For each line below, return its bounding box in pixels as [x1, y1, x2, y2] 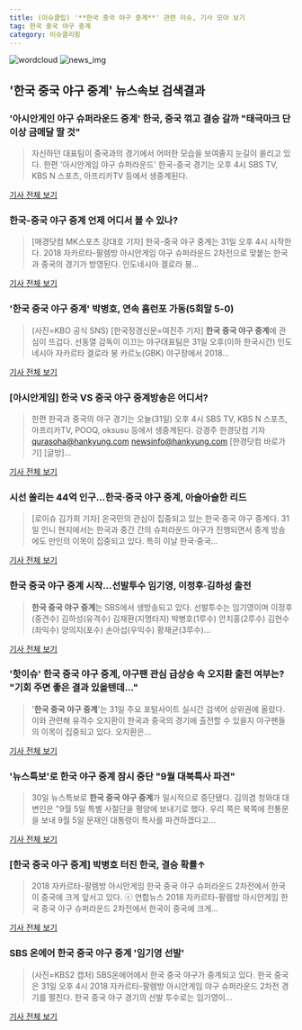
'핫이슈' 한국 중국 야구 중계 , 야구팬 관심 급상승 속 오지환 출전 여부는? [9, 668, 285, 681]
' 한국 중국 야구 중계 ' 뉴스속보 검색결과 [9, 83, 206, 98]
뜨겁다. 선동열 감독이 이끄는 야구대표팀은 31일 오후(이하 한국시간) [48, 336, 276, 347]
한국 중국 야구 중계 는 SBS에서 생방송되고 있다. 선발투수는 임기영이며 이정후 [31, 601, 293, 612]
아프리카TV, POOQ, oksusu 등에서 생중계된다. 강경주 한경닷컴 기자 [31, 424, 266, 435]
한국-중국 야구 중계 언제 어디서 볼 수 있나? [9, 213, 178, 226]
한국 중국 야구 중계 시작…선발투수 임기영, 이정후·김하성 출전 [9, 580, 252, 592]
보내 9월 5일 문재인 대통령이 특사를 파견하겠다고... [40, 815, 216, 826]
